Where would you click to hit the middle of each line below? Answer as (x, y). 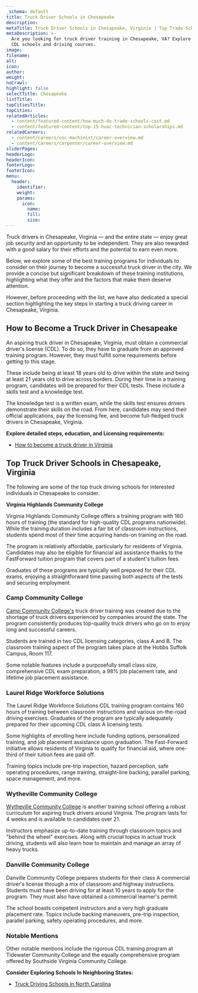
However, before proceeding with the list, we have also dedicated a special (97, 297)
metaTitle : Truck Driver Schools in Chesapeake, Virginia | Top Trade (95, 28)
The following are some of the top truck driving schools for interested (90, 487)
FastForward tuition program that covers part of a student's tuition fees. (93, 559)
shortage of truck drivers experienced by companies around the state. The (97, 617)
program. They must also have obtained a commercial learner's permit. (92, 896)
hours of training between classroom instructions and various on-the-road (96, 712)
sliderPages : (22, 149)
